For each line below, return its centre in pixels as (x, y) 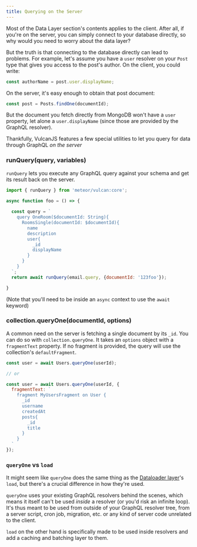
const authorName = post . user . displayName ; (60, 82)
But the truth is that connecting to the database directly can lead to (87, 52)
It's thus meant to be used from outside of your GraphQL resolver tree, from (98, 508)
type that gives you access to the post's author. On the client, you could (93, 65)
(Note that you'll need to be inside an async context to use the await (88, 299)
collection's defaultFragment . (41, 352)
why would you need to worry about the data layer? (69, 41)
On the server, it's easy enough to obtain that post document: (81, 93)
